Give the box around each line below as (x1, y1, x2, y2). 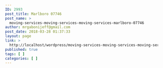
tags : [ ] (5, 51, 25, 57)
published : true (5, 47, 38, 52)
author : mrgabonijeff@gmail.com (5, 25, 70, 30)
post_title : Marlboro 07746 (5, 11, 62, 16)
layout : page (5, 34, 32, 39)
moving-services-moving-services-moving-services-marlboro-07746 (9, 20, 145, 25)
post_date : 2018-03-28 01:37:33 (5, 29, 70, 34)
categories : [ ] (5, 56, 38, 61)
